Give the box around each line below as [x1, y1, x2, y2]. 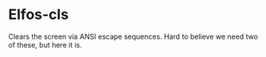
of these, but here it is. [8, 40, 82, 49]
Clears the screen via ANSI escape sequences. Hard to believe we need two [8, 32, 259, 41]
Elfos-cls [8, 6, 69, 24]
